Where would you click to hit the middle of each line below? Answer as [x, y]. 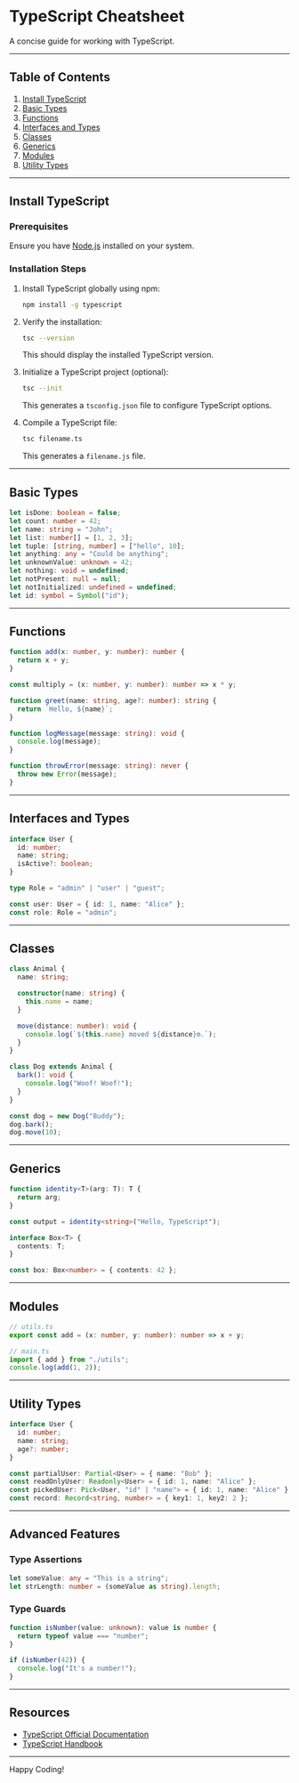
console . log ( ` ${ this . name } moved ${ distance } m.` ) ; [121, 1034]
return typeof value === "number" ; [83, 1636]
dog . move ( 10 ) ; [36, 1133]
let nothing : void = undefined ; [69, 571]
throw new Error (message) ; [67, 775]
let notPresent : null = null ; [65, 579]
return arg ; [40, 1198]
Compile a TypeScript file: [69, 423]
